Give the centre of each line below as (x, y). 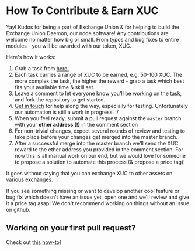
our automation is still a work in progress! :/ (66, 112)
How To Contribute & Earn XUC (82, 11)
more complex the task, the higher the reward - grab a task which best (99, 81)
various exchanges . (30, 179)
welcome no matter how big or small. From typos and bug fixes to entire (93, 39)
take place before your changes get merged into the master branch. (96, 137)
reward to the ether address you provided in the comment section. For (99, 149)
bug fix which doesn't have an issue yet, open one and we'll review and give (98, 197)
